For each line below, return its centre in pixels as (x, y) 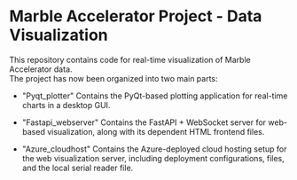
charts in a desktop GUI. (66, 105)
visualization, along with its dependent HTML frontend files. (156, 131)
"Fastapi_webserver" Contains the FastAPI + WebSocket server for (144, 122)
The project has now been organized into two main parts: (114, 78)
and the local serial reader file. (78, 168)
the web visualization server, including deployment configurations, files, (153, 158)
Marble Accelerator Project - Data (136, 16)
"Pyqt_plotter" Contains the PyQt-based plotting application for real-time (155, 96)
